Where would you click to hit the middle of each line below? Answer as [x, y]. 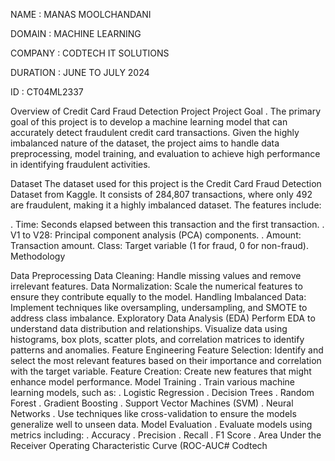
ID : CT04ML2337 [47, 92]
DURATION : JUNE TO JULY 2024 [80, 72]
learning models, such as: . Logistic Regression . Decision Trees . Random [162, 392]
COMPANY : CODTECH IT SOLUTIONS [90, 53]
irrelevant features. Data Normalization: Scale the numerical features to [156, 286]
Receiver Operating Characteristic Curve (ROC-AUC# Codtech [139, 445]
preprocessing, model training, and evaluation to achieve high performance [165, 153]
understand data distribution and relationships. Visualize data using [149, 328]
